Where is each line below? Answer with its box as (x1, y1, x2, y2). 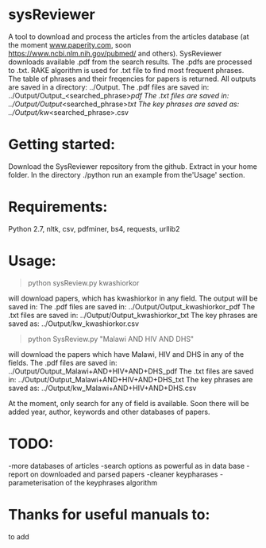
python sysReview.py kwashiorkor (27, 278, 140, 287)
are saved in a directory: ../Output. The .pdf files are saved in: (8, 82, 210, 92)
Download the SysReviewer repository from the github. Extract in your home (8, 161, 258, 171)
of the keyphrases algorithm (65, 477, 157, 487)
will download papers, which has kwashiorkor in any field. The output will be (8, 293, 258, 303)
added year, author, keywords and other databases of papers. (8, 407, 210, 416)
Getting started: (8, 136, 116, 154)
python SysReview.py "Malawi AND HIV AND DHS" (27, 334, 195, 343)
